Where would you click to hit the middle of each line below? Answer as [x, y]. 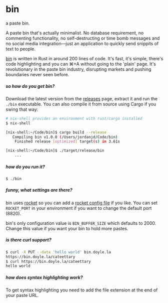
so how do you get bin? [30, 86]
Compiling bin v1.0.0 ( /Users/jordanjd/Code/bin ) [65, 137]
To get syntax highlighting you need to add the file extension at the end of [82, 290]
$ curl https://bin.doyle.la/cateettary [48, 261]
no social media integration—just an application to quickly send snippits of [82, 43]
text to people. [20, 49]
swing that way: [22, 109]
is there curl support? [28, 240]
